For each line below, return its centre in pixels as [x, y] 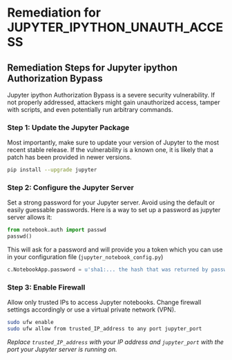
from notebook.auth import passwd [57, 230]
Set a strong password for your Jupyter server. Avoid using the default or [111, 202]
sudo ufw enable [30, 323]
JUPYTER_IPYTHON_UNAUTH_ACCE [115, 27]
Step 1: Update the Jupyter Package [68, 127]
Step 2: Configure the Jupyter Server [71, 188]
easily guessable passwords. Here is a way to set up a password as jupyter [114, 210]
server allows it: [30, 217]
